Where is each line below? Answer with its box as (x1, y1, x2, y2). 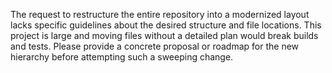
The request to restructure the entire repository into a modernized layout (10, 9, 310, 20)
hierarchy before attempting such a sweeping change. (10, 51, 234, 63)
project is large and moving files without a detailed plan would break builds (10, 30, 319, 41)
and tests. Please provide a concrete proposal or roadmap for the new (10, 40, 300, 52)
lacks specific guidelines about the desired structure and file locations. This (10, 19, 322, 31)
